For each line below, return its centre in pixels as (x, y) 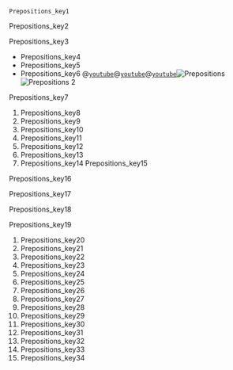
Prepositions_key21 (52, 248)
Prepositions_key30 (53, 324)
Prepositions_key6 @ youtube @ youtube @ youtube (98, 74)
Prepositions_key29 (53, 316)
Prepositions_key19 (40, 225)
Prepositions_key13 (52, 155)
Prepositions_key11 (51, 138)
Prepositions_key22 (53, 257)
